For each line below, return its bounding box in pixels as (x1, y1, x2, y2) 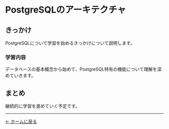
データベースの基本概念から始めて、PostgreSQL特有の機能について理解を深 (5, 66, 162, 73)
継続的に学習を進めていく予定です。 (5, 103, 80, 109)
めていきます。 (5, 73, 36, 79)
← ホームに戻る (5, 118, 37, 124)
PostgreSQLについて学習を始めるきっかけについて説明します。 (5, 40, 135, 46)
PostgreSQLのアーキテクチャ (5, 4, 126, 16)
